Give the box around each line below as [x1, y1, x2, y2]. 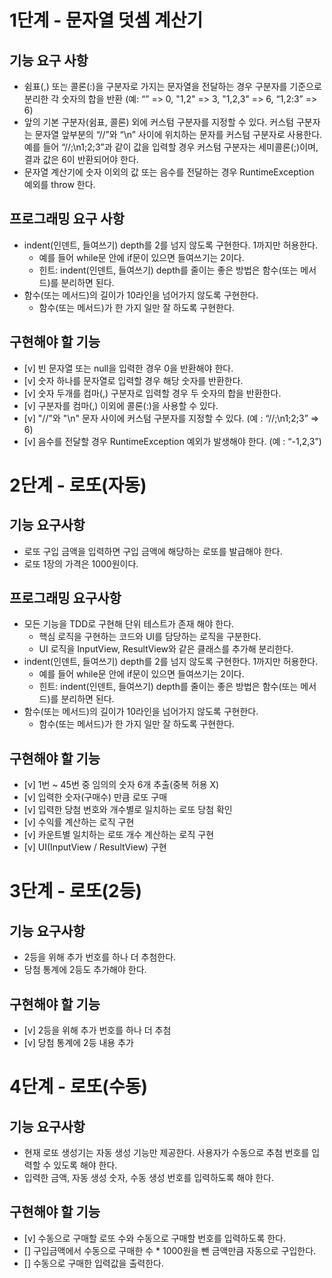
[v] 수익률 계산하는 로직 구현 [23, 816, 135, 828]
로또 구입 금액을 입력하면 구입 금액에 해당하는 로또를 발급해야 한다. [23, 545, 283, 557]
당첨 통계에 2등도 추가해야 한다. [23, 964, 147, 976]
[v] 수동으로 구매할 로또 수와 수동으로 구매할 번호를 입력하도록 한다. [23, 1232, 286, 1244]
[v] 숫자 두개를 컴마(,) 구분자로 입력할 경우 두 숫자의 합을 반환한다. [23, 387, 282, 399]
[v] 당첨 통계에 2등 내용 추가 [23, 1037, 134, 1049]
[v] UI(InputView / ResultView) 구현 [23, 841, 167, 853]
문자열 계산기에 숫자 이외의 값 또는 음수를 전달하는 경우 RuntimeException [23, 166, 315, 178]
